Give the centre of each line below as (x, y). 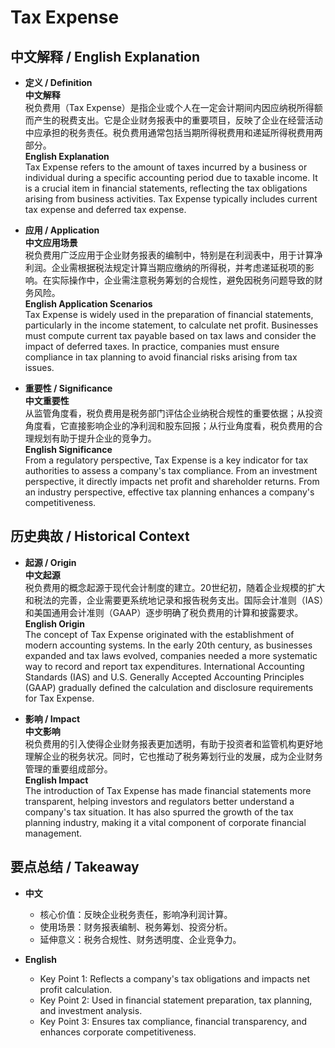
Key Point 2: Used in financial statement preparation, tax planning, (176, 1000)
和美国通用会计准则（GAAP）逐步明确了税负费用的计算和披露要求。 (164, 612)
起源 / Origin (50, 562)
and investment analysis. (91, 1010)
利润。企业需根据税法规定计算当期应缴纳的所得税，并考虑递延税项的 (165, 267)
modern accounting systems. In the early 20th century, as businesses (168, 645)
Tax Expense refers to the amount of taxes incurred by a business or (166, 167)
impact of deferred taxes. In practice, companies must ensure (152, 346)
